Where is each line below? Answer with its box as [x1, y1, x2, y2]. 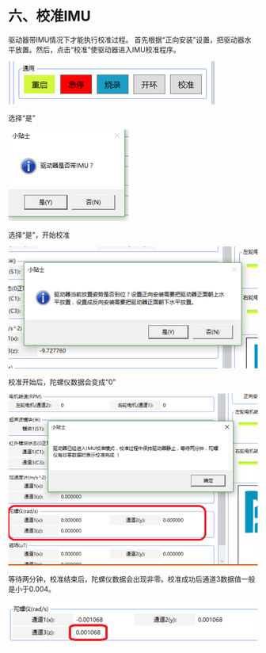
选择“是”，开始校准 [8, 230, 70, 239]
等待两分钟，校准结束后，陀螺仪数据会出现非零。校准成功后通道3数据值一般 [8, 575, 256, 584]
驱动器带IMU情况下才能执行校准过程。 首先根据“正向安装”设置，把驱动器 [8, 35, 245, 44]
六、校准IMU [8, 7, 91, 25]
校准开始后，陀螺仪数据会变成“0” [8, 377, 116, 387]
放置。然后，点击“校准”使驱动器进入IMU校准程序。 [14, 44, 180, 54]
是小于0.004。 [8, 584, 55, 594]
